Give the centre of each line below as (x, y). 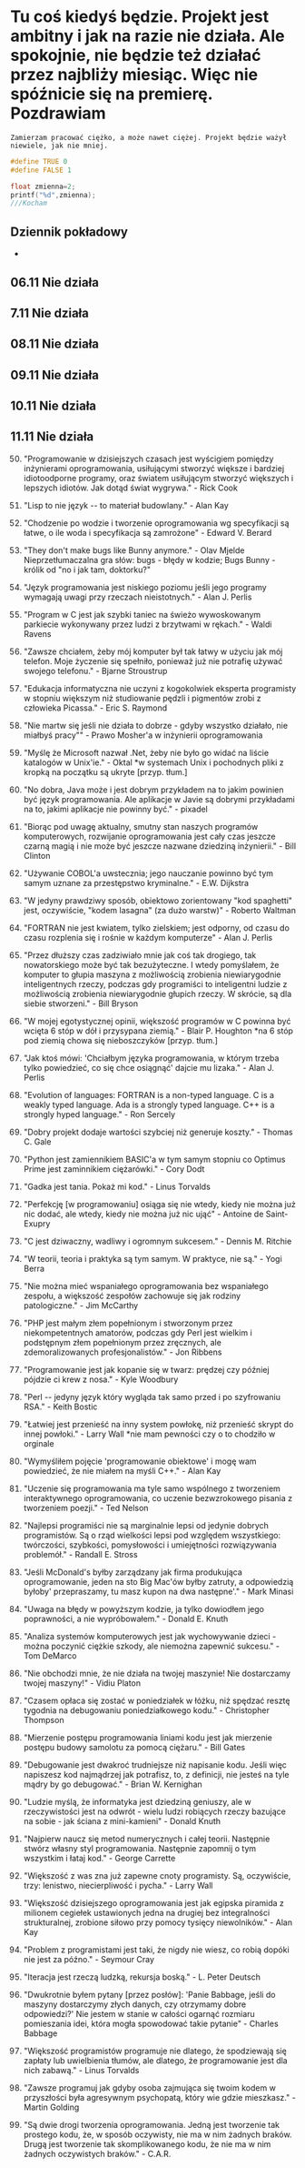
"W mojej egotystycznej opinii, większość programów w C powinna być (157, 1021)
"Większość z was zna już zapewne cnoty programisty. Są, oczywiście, (157, 1875)
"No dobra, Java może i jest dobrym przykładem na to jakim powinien (153, 790)
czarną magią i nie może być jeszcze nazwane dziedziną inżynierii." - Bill (160, 846)
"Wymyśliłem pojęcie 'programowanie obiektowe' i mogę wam (140, 1461)
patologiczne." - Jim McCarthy (81, 1305)
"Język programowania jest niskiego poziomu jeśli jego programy (145, 587)
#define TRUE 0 (39, 161)
